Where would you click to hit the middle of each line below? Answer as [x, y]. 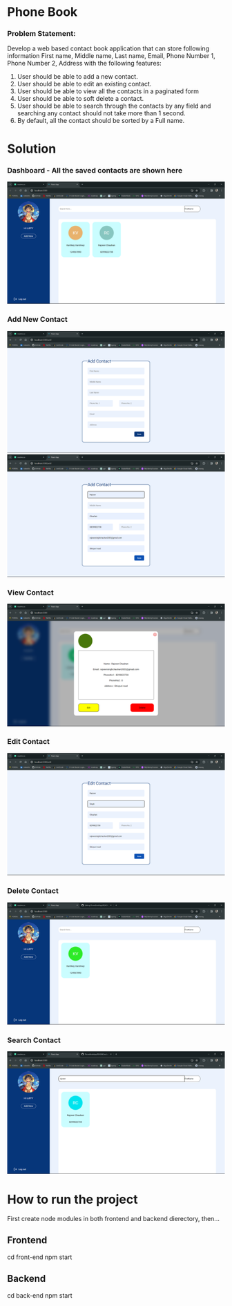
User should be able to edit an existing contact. [84, 84]
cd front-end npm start [40, 1257]
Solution [32, 148]
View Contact [30, 593]
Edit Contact [29, 742]
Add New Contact [37, 320]
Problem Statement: [41, 34]
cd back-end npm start [40, 1295]
